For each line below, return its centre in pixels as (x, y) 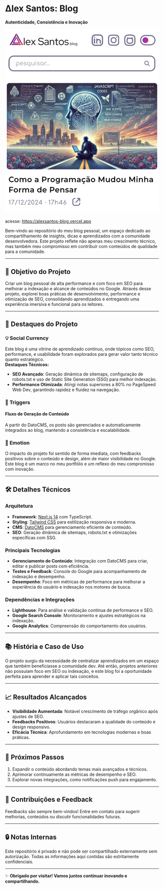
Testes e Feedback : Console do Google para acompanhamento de (79, 571)
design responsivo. (31, 727)
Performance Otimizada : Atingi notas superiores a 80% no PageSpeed (84, 384)
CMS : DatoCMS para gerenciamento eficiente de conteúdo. (72, 527)
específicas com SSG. (34, 538)
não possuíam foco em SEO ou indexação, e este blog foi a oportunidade (79, 671)
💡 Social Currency (27, 338)
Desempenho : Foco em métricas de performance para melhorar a (79, 582)
